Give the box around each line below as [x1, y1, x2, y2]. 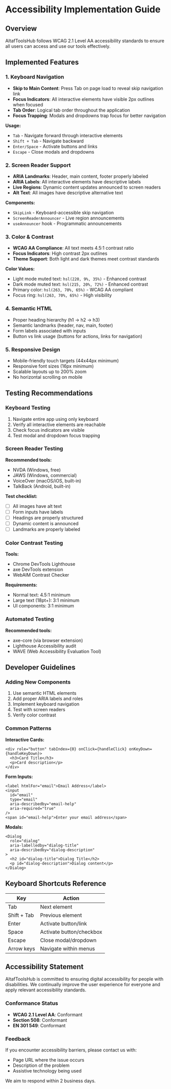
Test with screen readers [12, 707, 66, 713]
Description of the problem [12, 1062, 70, 1068]
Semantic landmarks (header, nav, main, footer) [12, 322, 114, 328]
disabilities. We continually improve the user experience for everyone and [5, 982, 160, 988]
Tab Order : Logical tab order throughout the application [12, 107, 131, 113]
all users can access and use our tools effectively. [5, 43, 111, 49]
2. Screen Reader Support [5, 161, 71, 169]
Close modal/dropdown [40, 936, 97, 944]
